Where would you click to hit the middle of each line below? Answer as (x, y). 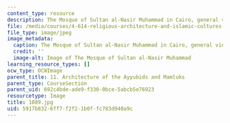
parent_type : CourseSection (47, 83)
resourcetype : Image (37, 96)
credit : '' (29, 52)
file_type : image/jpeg (39, 32)
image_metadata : (30, 39)
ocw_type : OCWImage (35, 70)
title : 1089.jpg (30, 102)
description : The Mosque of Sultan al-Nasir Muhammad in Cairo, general (113, 20)
